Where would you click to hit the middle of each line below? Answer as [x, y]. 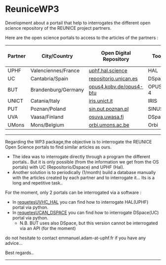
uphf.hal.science [108, 70]
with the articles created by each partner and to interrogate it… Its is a [83, 177]
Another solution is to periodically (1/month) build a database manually [84, 172]
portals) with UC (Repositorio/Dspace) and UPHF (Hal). [68, 167]
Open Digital [116, 53]
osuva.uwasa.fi [106, 117]
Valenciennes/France [55, 70]
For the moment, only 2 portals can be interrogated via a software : [73, 192]
